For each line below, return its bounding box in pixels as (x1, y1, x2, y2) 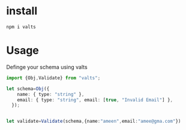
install (6, 4, 38, 18)
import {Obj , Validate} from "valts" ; (6, 75, 101, 81)
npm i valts (6, 24, 36, 30)
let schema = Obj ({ (6, 85, 50, 92)
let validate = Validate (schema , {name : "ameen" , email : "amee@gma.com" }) (6, 118, 181, 125)
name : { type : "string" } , (17, 91, 85, 97)
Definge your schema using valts (6, 63, 88, 70)
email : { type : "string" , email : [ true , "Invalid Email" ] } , (17, 97, 173, 103)
